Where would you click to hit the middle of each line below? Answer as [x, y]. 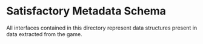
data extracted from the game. [45, 34]
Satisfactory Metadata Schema [86, 11]
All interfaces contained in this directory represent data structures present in [102, 28]
